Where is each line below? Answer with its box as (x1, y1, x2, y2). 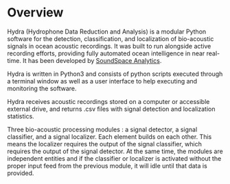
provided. (7, 169, 34, 177)
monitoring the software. (7, 84, 77, 92)
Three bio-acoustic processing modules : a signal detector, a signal (7, 125, 198, 133)
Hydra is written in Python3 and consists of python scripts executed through (7, 70, 223, 78)
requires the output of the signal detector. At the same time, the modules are (7, 147, 223, 155)
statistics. (7, 111, 34, 120)
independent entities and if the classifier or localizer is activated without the (7, 154, 222, 162)
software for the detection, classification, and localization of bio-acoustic (7, 34, 214, 42)
